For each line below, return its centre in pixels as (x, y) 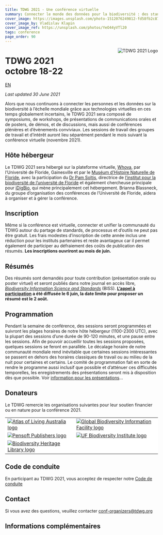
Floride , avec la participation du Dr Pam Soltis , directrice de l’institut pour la (81, 177)
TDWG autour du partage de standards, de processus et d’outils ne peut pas (81, 230)
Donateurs (21, 393)
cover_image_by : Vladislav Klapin (40, 23)
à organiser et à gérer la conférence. (42, 198)
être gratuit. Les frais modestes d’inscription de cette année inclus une (76, 236)
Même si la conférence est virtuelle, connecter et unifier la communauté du (80, 225)
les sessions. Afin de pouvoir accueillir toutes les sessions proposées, (75, 341)
